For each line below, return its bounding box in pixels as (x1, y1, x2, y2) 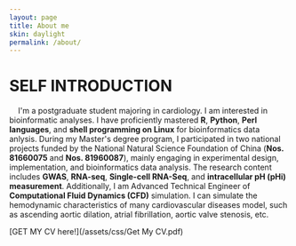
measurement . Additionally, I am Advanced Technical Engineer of (9, 181, 251, 192)
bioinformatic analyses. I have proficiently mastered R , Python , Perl (9, 115, 258, 125)
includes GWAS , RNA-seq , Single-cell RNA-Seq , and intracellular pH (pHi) (9, 171, 286, 182)
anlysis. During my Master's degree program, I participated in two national (9, 134, 282, 145)
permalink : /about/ (9, 37, 82, 47)
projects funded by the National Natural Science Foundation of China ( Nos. (9, 143, 284, 154)
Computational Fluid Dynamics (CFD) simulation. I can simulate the (9, 190, 258, 201)
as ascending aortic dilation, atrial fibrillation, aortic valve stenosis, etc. (9, 210, 269, 220)
